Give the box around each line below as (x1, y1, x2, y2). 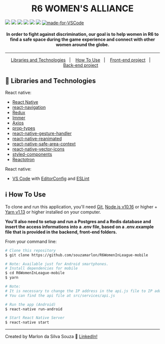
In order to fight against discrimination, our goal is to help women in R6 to (6, 31, 159, 37)
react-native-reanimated (12, 136, 62, 142)
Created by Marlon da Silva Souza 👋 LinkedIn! (5, 334, 98, 340)
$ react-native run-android (5, 307, 63, 312)
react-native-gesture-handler (12, 130, 72, 136)
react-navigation (12, 104, 46, 110)
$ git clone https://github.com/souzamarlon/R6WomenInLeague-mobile (5, 253, 148, 258)
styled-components (12, 151, 53, 157)
